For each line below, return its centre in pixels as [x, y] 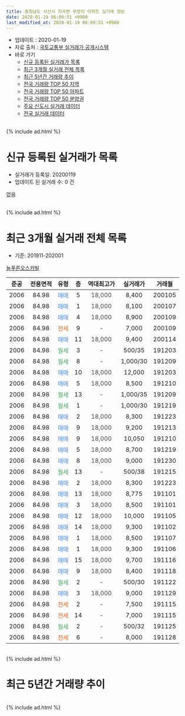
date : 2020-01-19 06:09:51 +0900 [47, 17]
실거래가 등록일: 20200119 [45, 175]
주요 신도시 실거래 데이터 [52, 106]
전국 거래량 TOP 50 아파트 [53, 91]
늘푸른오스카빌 [23, 268]
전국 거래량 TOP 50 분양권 [53, 99]
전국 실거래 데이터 [44, 114]
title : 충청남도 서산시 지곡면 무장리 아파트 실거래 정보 [65, 11]
